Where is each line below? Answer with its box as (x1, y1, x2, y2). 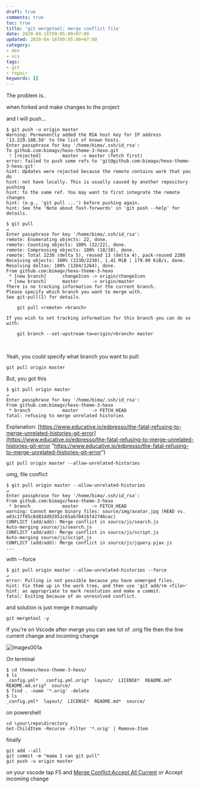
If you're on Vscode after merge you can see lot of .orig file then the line (6, 626, 184, 633)
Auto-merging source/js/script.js (6, 535, 93, 541)
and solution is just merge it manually (6, 604, 98, 611)
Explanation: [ (6, 423, 40, 431)
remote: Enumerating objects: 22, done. (6, 237, 109, 243)
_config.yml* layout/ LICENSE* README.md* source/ (6, 698, 146, 705)
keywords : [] (6, 75, 39, 81)
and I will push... (6, 115, 47, 123)
